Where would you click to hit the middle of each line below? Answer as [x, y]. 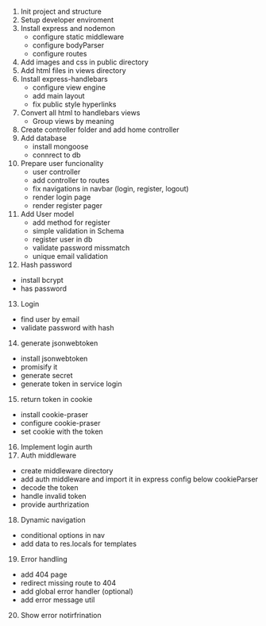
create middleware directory [67, 471]
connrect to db [57, 155]
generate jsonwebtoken [59, 343]
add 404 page [44, 574]
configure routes [60, 54]
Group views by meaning [73, 121]
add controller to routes [71, 180]
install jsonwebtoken [54, 358]
